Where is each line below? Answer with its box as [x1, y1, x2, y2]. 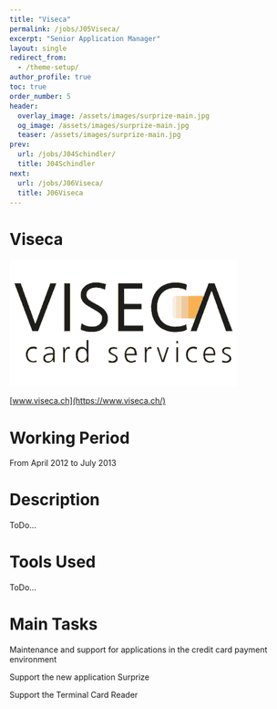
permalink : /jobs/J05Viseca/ [9, 24, 120, 34]
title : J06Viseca [17, 188, 84, 197]
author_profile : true [9, 73, 92, 82]
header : [9, 101, 39, 111]
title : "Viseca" [9, 15, 71, 24]
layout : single [9, 44, 67, 53]
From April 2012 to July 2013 [9, 458, 117, 469]
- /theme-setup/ [17, 63, 79, 72]
